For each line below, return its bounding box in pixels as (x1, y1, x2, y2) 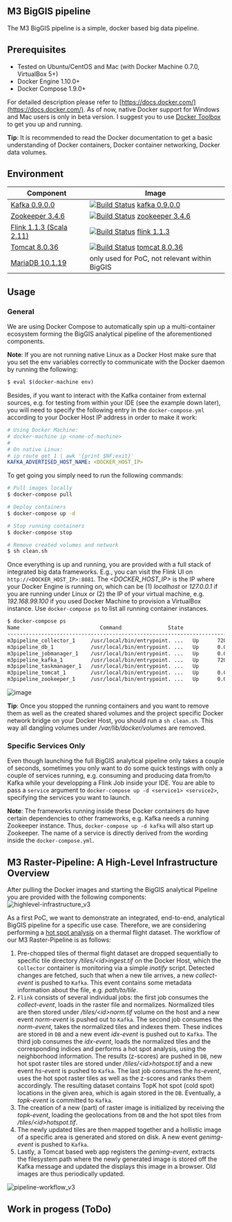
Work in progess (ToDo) (7, 1203, 112, 1215)
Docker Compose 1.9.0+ (17, 84, 86, 93)
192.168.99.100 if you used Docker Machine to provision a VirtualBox (7, 597, 202, 605)
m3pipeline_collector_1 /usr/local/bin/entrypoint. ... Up (7, 637, 199, 644)
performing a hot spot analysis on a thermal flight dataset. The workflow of (7, 929, 221, 937)
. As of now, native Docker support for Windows (83, 105, 220, 113)
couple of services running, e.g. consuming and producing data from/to (7, 772, 211, 780)
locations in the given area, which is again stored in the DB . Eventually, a (17, 1089, 221, 1097)
